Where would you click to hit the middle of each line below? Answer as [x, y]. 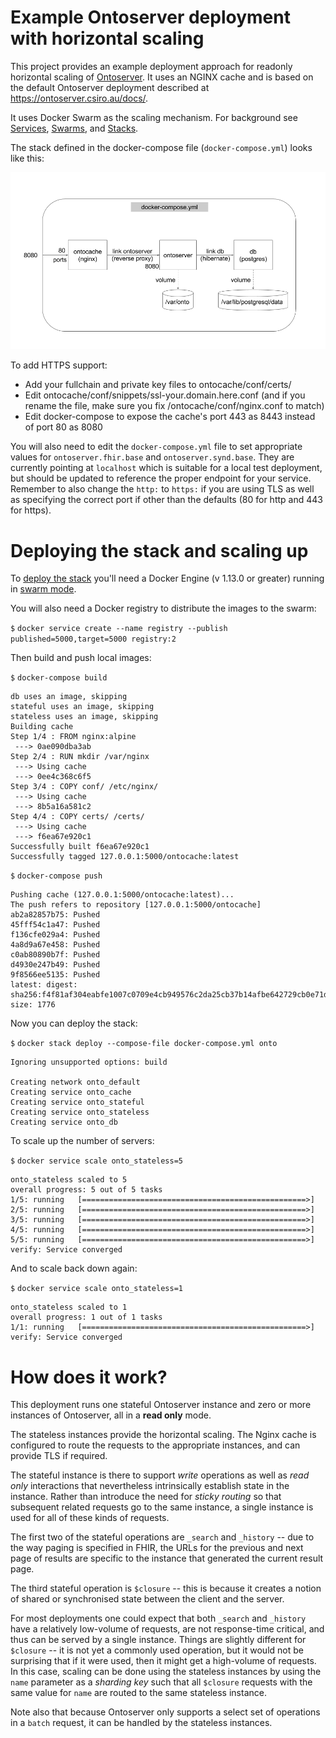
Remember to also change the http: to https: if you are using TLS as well [162, 489]
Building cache [42, 727]
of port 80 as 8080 [63, 427]
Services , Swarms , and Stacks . [74, 128]
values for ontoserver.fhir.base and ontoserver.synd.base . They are [152, 457]
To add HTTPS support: [59, 365]
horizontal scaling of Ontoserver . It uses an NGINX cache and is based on [162, 77]
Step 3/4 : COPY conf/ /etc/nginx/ [84, 787]
